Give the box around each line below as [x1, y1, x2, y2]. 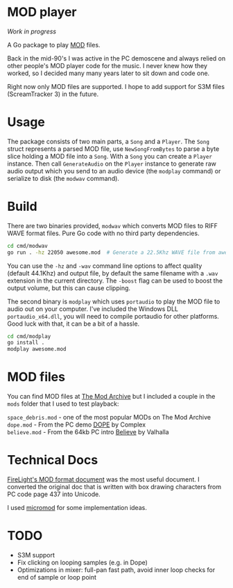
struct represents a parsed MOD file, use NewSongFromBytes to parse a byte [7, 144, 220, 153]
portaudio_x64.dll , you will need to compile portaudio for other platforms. [7, 312, 220, 320]
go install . [7, 339, 45, 347]
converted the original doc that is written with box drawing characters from [7, 483, 222, 491]
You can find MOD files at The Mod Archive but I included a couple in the [7, 392, 216, 401]
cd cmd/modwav [7, 242, 49, 249]
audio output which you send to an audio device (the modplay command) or [7, 166, 221, 175]
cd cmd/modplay [7, 333, 51, 340]
